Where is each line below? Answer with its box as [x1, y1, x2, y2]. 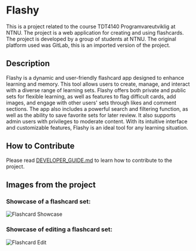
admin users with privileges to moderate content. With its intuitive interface [6, 118, 188, 125]
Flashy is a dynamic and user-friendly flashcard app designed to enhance [6, 74, 184, 81]
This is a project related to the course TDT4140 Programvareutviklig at [6, 23, 176, 30]
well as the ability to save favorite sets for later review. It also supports [6, 111, 176, 118]
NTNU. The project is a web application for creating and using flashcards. [6, 29, 184, 36]
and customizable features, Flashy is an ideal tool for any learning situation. [6, 124, 189, 131]
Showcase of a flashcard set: [6, 197, 91, 205]
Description [6, 59, 50, 69]
